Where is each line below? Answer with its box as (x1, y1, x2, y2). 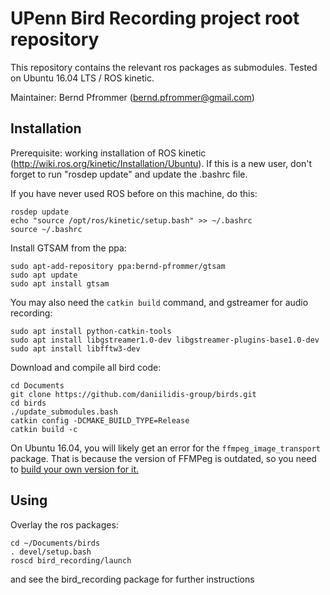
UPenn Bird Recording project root (10, 7, 300, 30)
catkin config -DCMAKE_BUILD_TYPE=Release (10, 415, 190, 426)
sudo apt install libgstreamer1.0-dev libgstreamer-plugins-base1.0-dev (10, 335, 320, 345)
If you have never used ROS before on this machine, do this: (10, 187, 258, 199)
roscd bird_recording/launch (10, 555, 132, 566)
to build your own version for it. (10, 463, 139, 475)
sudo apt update (10, 270, 78, 280)
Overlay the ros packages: (10, 518, 119, 531)
